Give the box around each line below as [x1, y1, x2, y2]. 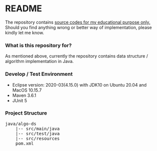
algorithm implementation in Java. [5, 59, 74, 64]
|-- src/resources [15, 136, 60, 141]
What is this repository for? [5, 42, 72, 49]
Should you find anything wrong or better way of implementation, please [5, 24, 152, 30]
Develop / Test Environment [5, 71, 73, 78]
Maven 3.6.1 [12, 92, 36, 98]
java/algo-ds [5, 121, 37, 126]
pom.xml [15, 141, 34, 146]
